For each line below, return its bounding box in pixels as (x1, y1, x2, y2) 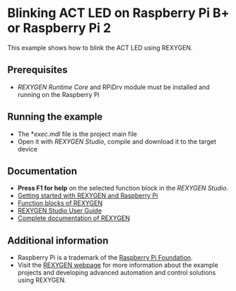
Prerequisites (7, 64, 68, 76)
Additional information (7, 234, 109, 246)
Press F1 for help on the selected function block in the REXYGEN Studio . (17, 184, 228, 193)
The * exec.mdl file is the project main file (17, 130, 138, 138)
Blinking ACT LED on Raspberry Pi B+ (7, 5, 230, 21)
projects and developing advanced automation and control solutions (17, 268, 216, 277)
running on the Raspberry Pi (17, 90, 100, 98)
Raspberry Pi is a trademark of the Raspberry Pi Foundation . (17, 253, 193, 262)
